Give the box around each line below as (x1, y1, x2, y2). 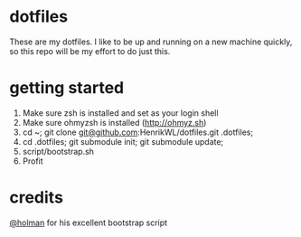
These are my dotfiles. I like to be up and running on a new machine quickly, (9, 36, 293, 47)
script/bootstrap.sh (22, 146, 95, 156)
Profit (22, 156, 43, 166)
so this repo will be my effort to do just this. (9, 45, 171, 56)
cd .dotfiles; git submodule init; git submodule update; (22, 136, 224, 147)
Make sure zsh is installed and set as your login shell (22, 107, 219, 118)
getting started (9, 78, 125, 99)
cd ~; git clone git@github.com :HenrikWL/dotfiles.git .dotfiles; (22, 127, 254, 137)
